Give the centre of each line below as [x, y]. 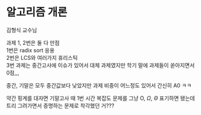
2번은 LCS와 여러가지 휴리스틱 [42, 57]
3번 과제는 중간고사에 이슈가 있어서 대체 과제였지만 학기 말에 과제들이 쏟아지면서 [101, 65]
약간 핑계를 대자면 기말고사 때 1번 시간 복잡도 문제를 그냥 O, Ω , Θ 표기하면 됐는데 [101, 98]
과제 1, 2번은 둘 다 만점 [33, 43]
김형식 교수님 [22, 30]
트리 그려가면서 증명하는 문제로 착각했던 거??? [60, 105]
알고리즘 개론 [37, 12]
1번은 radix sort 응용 [30, 50]
